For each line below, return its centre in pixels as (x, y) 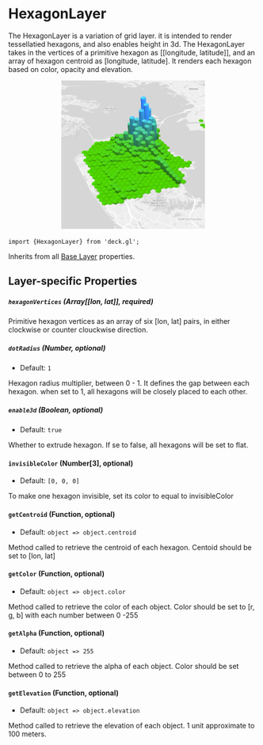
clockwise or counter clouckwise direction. (78, 330)
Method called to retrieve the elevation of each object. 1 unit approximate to (131, 726)
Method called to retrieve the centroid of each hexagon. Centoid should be (130, 547)
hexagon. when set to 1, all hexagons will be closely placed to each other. (128, 392)
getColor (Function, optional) (57, 574)
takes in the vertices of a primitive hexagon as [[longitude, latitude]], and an (132, 52)
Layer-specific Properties (73, 281)
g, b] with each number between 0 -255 (73, 615)
